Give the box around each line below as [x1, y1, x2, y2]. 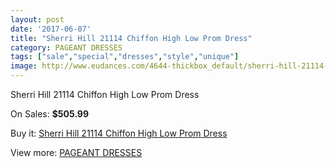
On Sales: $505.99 [10, 108, 90, 120]
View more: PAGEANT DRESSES [10, 147, 143, 158]
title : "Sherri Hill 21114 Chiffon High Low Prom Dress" [10, 33, 253, 43]
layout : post [10, 14, 65, 25]
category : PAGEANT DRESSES [10, 42, 123, 53]
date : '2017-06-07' [10, 24, 92, 34]
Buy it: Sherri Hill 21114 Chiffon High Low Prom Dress [10, 127, 228, 139]
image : [10, 61, 38, 71]
